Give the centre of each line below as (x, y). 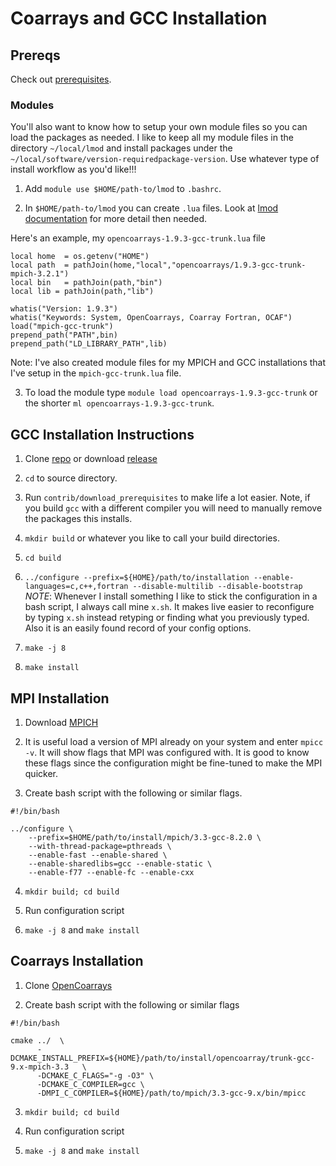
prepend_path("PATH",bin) (64, 335)
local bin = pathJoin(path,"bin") (86, 283)
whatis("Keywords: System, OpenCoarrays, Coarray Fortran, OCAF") (151, 318)
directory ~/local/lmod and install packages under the (121, 148)
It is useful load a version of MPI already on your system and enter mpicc (174, 741)
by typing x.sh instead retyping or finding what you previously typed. (167, 618)
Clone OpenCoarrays (68, 985)
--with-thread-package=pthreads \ (100, 846)
